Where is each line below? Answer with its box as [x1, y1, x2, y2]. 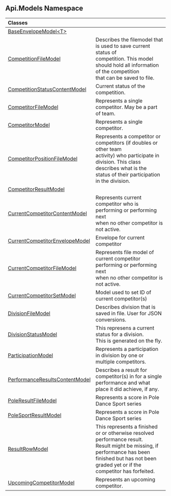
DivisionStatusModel [8, 330, 58, 338]
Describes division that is [95, 303, 156, 310]
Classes [8, 19, 28, 26]
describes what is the [95, 164, 147, 172]
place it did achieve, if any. [95, 385, 159, 393]
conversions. [95, 316, 126, 323]
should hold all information [95, 61, 159, 68]
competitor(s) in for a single [95, 373, 162, 380]
